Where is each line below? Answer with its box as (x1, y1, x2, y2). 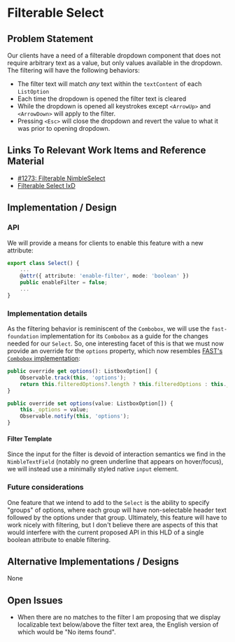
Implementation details (7, 308, 87, 318)
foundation (7, 334, 39, 341)
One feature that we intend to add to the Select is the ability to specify (7, 498, 210, 506)
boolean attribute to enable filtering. (7, 535, 111, 543)
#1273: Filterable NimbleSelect (17, 173, 106, 183)
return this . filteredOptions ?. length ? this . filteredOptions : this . (20, 380, 227, 387)
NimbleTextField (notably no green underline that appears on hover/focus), (7, 457, 224, 466)
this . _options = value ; (20, 406, 90, 413)
